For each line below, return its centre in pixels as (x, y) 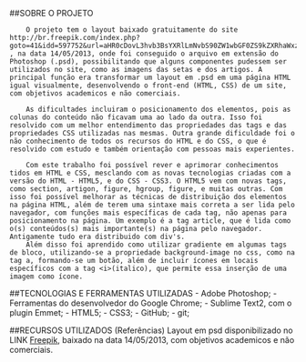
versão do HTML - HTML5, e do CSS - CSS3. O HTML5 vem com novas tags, (148, 181)
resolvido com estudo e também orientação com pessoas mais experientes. (153, 149)
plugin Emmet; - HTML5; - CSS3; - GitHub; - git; (99, 312)
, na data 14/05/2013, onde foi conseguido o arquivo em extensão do (144, 54)
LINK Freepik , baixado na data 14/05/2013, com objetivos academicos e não (152, 340)
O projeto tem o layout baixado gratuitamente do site (132, 30)
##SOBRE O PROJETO (51, 13)
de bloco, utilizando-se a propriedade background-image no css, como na (153, 253)
